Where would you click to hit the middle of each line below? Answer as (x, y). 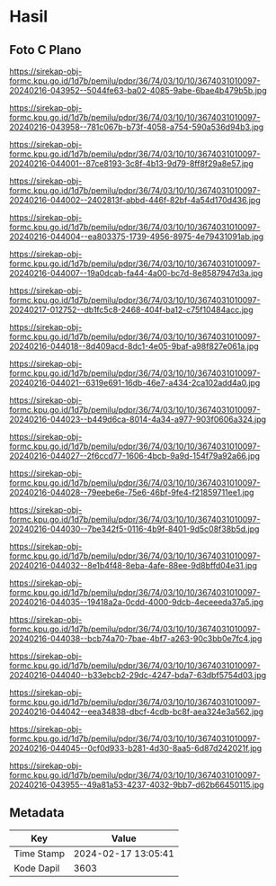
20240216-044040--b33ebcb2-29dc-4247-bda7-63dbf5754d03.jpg (138, 675)
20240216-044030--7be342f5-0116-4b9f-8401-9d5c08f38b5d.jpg (134, 529)
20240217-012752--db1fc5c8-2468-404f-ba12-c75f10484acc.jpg (131, 309)
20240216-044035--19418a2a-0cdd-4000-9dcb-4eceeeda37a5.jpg (136, 602)
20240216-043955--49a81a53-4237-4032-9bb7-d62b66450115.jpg (137, 785)
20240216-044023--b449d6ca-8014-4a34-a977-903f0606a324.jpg (138, 419)
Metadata (37, 813)
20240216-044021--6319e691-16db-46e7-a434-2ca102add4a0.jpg (135, 383)
